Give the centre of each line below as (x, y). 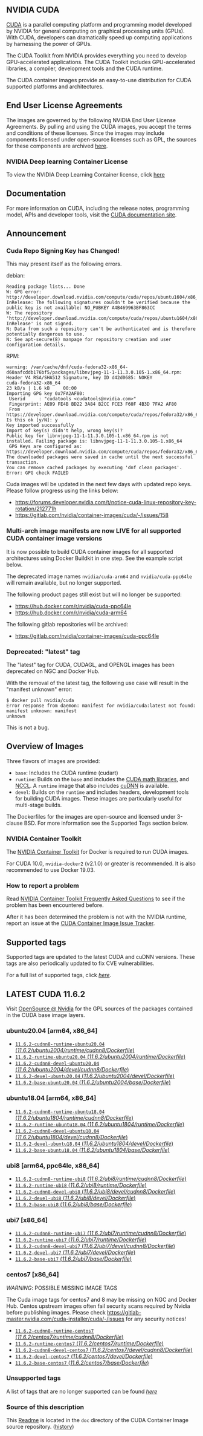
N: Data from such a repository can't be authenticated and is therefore (101, 329)
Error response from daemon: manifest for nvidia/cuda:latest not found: (101, 706)
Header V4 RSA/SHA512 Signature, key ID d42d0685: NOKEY (79, 378)
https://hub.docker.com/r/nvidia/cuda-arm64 (71, 612)
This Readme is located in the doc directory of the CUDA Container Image (98, 1420)
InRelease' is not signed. (40, 324)
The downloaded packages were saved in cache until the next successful (100, 457)
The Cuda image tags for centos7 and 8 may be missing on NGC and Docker (101, 1299)
